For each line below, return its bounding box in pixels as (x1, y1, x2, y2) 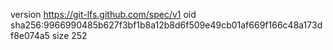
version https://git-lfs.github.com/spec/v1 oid (10, 9, 197, 20)
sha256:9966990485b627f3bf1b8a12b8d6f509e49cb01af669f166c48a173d (10, 19, 323, 31)
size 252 (51, 30, 88, 41)
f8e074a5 (10, 30, 50, 41)
